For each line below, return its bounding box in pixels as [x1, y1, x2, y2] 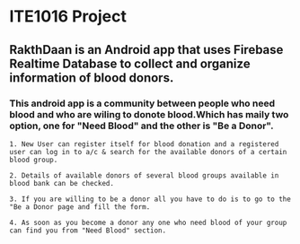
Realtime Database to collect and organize [9, 56, 251, 71]
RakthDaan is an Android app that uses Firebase [9, 42, 284, 57]
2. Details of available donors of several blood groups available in [9, 170, 279, 180]
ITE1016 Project [9, 6, 128, 27]
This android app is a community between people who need [9, 97, 276, 109]
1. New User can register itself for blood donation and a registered [9, 139, 279, 149]
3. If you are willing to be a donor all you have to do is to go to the [9, 195, 292, 204]
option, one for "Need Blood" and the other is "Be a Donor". [9, 119, 274, 132]
